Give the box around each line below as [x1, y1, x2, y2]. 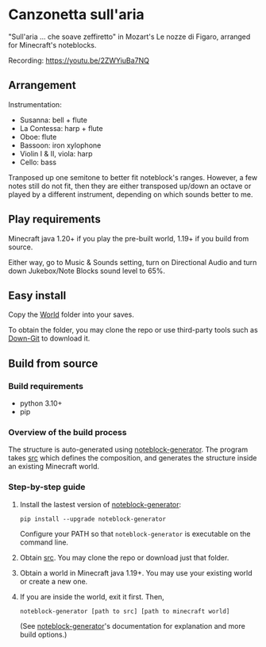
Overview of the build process [8, 426, 127, 437]
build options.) [19, 630, 67, 639]
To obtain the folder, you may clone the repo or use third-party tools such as [8, 325, 258, 335]
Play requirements [8, 213, 101, 226]
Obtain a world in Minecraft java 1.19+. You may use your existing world [19, 568, 253, 577]
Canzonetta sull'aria [8, 6, 145, 24]
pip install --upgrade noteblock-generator [19, 514, 167, 523]
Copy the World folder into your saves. [8, 310, 135, 319]
